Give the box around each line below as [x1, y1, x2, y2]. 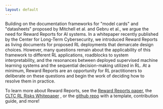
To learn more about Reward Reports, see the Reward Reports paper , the [5, 87, 152, 93]
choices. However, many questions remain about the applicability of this [5, 47, 151, 53]
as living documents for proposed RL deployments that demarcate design [5, 41, 154, 47]
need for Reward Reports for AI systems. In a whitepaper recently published [5, 31, 159, 37]
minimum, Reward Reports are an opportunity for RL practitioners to [5, 67, 142, 74]
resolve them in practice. [5, 78, 55, 84]
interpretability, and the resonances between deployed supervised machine [5, 57, 158, 63]
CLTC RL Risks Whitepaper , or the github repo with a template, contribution [5, 93, 159, 99]
